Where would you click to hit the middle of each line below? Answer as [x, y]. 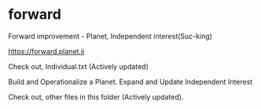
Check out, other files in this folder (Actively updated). [96, 96]
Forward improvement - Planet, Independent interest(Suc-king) [110, 36]
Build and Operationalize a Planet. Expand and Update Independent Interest [130, 82]
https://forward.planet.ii [46, 51]
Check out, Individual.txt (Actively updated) [79, 66]
